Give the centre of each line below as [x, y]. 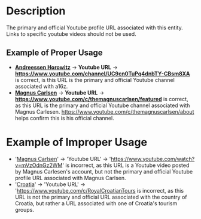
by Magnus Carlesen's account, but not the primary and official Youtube [104, 171]
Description [36, 11]
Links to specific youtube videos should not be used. [71, 34]
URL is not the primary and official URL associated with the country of [101, 197]
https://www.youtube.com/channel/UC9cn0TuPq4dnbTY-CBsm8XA [102, 74]
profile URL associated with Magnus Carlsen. [70, 178]
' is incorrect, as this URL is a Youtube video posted [126, 165]
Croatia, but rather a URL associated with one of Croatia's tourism [96, 203]
